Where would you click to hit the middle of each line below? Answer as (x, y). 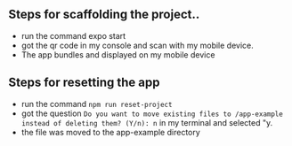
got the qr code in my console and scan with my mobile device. (138, 45)
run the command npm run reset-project (97, 104)
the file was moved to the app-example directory (111, 132)
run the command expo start (73, 35)
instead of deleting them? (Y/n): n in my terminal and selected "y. (147, 122)
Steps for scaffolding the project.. (104, 15)
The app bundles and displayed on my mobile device (118, 54)
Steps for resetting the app (84, 83)
